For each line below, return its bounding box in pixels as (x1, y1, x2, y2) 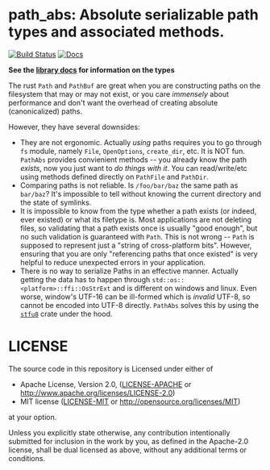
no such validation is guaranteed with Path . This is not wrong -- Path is (19, 231, 255, 241)
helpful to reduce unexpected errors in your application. (19, 257, 206, 267)
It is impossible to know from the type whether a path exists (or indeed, (19, 206, 257, 215)
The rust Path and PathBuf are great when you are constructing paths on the (8, 81, 261, 90)
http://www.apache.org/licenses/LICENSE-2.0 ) (19, 388, 176, 397)
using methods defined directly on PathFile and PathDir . (19, 172, 210, 181)
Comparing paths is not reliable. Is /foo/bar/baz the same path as (19, 180, 239, 190)
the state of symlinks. (19, 198, 92, 207)
